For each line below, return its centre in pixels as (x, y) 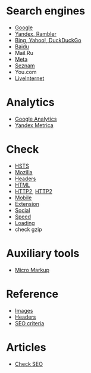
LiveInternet (29, 78)
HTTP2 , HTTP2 (33, 191)
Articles (26, 347)
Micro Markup (32, 270)
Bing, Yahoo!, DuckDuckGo (48, 40)
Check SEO (29, 364)
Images (24, 310)
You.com (26, 72)
